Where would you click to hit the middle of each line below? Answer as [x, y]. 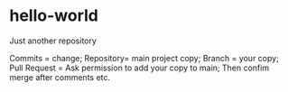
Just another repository [53, 41]
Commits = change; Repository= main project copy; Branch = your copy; [144, 58]
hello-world [54, 16]
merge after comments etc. [60, 77]
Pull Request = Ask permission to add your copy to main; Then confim [139, 68]
